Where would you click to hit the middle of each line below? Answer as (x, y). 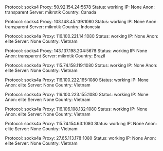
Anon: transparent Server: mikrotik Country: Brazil (55, 56)
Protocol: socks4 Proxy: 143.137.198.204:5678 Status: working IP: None (76, 51)
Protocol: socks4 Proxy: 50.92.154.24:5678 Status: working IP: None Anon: (80, 7)
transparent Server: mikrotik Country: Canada (51, 12)
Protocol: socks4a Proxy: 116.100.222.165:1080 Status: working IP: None (77, 80)
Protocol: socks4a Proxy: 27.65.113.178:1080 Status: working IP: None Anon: (81, 138)
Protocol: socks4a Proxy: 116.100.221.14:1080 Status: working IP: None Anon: (82, 36)
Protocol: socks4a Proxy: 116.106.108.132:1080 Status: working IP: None (76, 109)
